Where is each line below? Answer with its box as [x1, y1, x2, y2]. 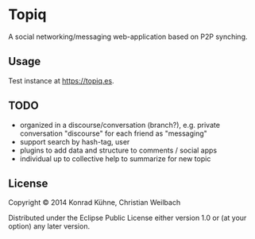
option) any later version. [8, 222, 90, 231]
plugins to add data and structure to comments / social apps [19, 145, 218, 155]
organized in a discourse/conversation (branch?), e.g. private [19, 120, 221, 129]
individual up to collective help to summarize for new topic [19, 153, 211, 164]
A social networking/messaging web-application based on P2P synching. [8, 32, 248, 41]
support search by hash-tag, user [19, 137, 130, 146]
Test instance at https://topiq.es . [8, 75, 114, 85]
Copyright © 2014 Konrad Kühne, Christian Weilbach [8, 198, 181, 207]
